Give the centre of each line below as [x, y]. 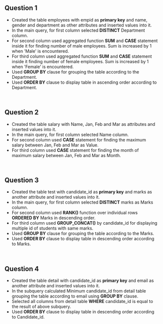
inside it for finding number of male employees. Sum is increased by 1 [81, 46]
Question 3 [22, 180]
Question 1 [21, 8]
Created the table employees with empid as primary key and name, [79, 20]
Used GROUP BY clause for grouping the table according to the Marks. [83, 233]
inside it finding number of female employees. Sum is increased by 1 [80, 61]
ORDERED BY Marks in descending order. [53, 218]
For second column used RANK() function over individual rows [74, 213]
